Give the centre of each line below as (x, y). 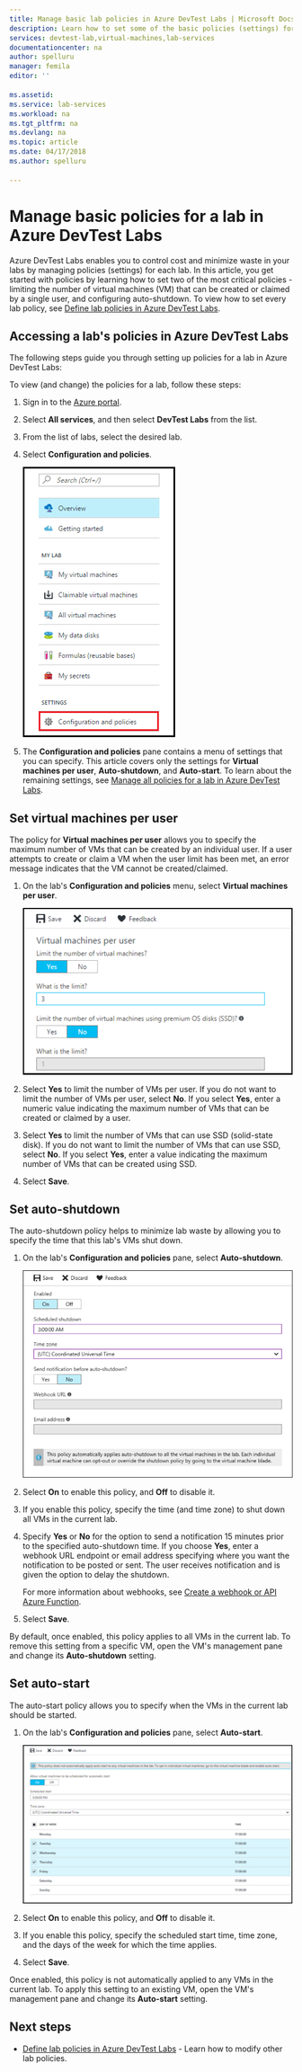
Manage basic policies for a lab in (137, 216)
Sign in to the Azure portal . (72, 402)
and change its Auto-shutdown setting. (83, 1655)
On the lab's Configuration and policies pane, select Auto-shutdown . (152, 1258)
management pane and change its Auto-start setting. (109, 1999)
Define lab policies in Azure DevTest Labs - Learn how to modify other (152, 2049)
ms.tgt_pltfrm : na (44, 123)
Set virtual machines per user (93, 818)
